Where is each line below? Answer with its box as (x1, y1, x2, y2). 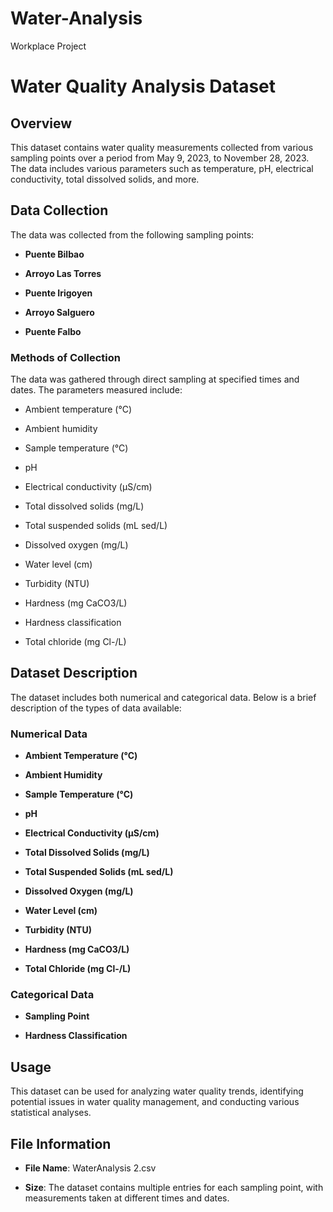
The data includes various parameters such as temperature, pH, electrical (10, 162, 314, 174)
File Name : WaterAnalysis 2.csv (24, 1162, 157, 1174)
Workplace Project (10, 40, 87, 52)
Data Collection (10, 202, 109, 219)
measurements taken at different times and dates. (24, 1192, 230, 1204)
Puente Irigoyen (24, 287, 93, 299)
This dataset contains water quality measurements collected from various (10, 141, 314, 153)
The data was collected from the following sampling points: (10, 228, 255, 241)
